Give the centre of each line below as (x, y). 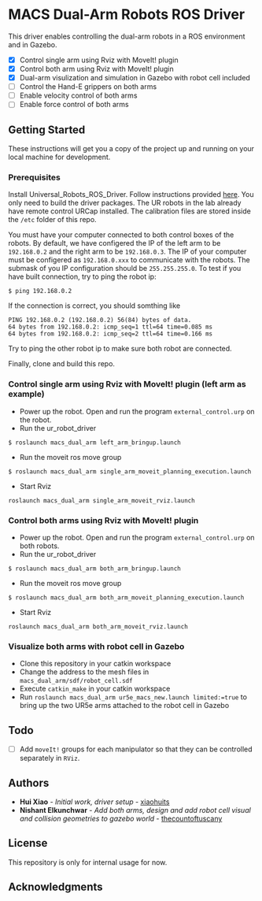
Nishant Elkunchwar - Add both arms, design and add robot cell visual (135, 810)
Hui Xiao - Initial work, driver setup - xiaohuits (94, 802)
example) (26, 394)
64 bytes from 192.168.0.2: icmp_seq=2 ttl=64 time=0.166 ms (111, 334)
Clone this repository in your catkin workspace (95, 664)
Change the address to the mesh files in (84, 672)
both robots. (39, 546)
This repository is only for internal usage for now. (88, 862)
